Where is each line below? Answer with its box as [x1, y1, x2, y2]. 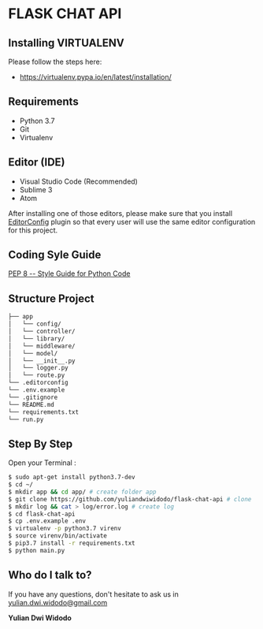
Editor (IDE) [8, 155, 65, 169]
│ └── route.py [8, 371, 65, 379]
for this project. [8, 225, 58, 235]
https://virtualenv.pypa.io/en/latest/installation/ [19, 73, 172, 81]
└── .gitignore [8, 393, 58, 401]
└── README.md [8, 400, 55, 408]
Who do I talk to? [8, 568, 92, 582]
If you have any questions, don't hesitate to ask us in [8, 589, 179, 599]
